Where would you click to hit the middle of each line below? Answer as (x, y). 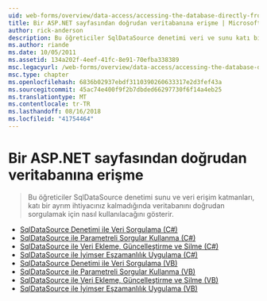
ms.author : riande (39, 45)
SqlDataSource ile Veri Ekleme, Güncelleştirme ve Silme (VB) (119, 280)
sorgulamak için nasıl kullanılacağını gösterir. (101, 214)
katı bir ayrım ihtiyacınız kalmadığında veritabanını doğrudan (126, 205)
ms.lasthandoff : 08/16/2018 (55, 112)
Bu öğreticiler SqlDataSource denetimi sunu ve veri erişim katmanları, (141, 197)
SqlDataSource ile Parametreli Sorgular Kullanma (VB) (108, 272)
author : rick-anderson (46, 30)
